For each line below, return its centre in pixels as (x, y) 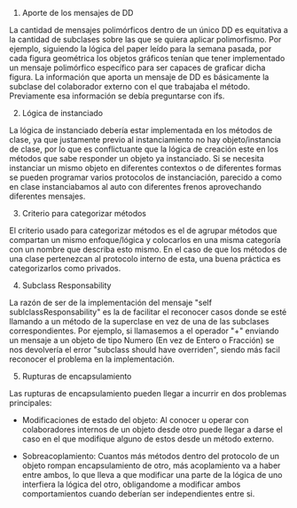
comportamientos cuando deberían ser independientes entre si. (138, 494)
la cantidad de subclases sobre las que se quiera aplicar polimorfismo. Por (145, 39)
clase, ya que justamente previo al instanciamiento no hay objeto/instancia (145, 140)
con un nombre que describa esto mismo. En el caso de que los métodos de (148, 249)
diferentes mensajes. (47, 196)
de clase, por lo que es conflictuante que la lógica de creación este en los (144, 149)
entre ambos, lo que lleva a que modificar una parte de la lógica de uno (152, 475)
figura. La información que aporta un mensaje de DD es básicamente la (139, 77)
